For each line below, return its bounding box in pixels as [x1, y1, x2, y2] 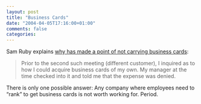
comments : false [6, 25, 47, 32]
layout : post [6, 8, 39, 15]
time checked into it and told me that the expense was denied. [21, 73, 176, 80]
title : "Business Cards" [6, 15, 69, 21]
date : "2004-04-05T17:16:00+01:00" [6, 20, 96, 26]
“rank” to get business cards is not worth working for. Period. [6, 91, 159, 98]
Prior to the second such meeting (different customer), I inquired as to [21, 60, 195, 67]
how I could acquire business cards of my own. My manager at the [21, 66, 187, 73]
